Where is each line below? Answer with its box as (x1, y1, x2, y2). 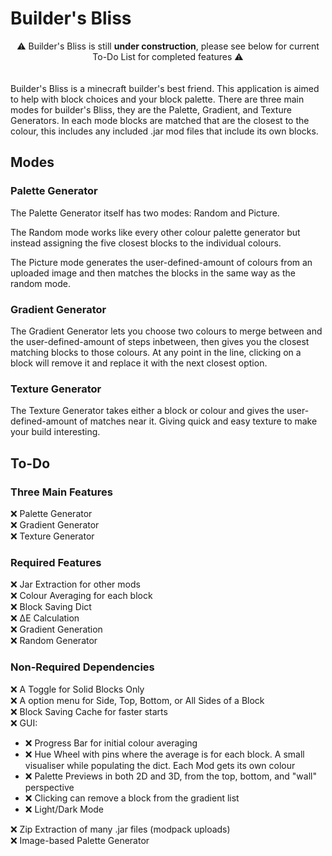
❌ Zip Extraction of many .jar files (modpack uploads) (10, 823, 231, 835)
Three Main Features (10, 485, 113, 499)
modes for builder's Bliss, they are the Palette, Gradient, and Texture (10, 103, 292, 116)
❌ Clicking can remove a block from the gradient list (24, 792, 240, 804)
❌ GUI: (10, 717, 38, 729)
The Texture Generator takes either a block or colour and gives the (10, 405, 285, 417)
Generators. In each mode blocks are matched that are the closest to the (10, 114, 310, 126)
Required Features (10, 555, 102, 569)
